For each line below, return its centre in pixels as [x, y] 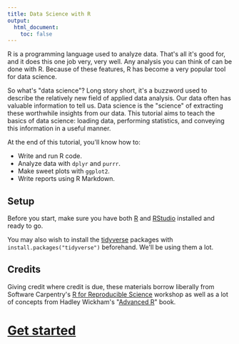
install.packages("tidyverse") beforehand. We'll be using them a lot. [111, 247]
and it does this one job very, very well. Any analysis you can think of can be [120, 62]
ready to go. [25, 226]
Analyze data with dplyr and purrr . [69, 164]
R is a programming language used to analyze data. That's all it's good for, [117, 54]
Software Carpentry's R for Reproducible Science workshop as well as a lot [118, 294]
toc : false [36, 34]
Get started [42, 331]
